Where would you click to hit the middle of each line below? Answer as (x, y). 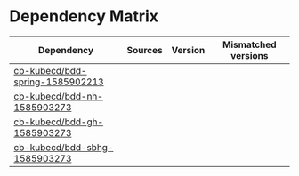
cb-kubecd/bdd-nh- (59, 96)
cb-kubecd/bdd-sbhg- (64, 147)
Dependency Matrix (84, 16)
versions (250, 55)
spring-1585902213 (59, 82)
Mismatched (250, 44)
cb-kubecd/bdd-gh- (59, 122)
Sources (145, 50)
